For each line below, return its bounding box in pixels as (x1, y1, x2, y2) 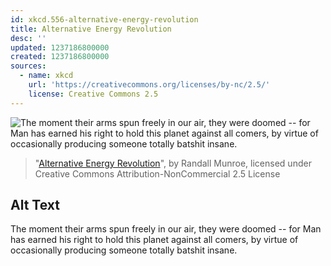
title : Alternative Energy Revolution (10, 24, 172, 34)
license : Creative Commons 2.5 (28, 89, 159, 99)
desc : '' (10, 33, 47, 43)
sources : (10, 61, 47, 71)
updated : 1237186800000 (10, 42, 110, 53)
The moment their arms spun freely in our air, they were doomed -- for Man (10, 223, 322, 235)
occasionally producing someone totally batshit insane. (10, 244, 238, 256)
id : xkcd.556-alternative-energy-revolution (10, 14, 199, 25)
